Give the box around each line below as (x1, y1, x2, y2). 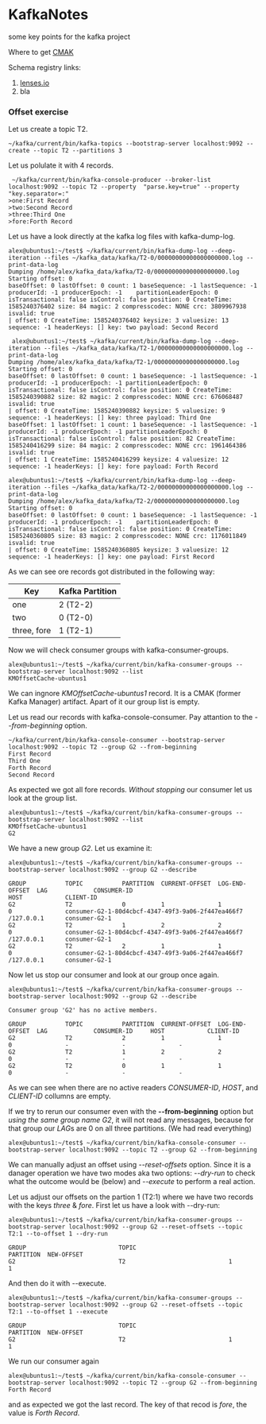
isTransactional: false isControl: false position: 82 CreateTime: (8, 435, 237, 443)
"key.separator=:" (8, 190, 69, 198)
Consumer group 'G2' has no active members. (8, 1007, 158, 1015)
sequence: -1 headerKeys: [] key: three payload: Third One (8, 414, 212, 422)
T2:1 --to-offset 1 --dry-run (8, 1230, 109, 1238)
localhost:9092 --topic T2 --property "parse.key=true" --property (8, 183, 240, 192)
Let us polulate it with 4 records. (8, 161, 114, 170)
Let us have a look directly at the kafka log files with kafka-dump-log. (8, 232, 236, 242)
